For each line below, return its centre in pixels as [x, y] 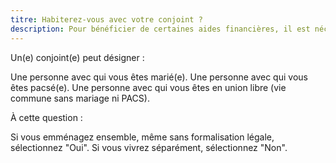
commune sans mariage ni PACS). [80, 98]
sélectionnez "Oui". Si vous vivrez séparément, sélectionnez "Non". [149, 147]
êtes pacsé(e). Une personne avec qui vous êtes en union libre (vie [148, 87]
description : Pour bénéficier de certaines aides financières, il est [160, 29]
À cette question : [46, 117]
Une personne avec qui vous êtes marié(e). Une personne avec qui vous [159, 77]
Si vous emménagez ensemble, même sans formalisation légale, [142, 137]
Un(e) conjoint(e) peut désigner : [77, 57]
